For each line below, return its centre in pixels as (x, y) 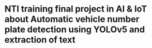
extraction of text (40, 40)
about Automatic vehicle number (72, 19)
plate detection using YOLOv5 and (75, 30)
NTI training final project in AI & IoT (76, 9)
